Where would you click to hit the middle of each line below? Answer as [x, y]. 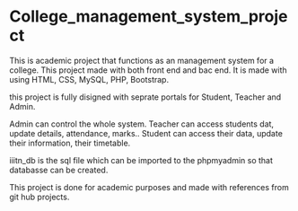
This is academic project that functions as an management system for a [142, 60]
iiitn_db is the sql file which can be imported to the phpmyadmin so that [141, 160]
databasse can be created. [59, 170]
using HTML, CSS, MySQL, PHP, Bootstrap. [89, 79]
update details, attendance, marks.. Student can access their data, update [146, 133]
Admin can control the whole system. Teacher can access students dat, [142, 124]
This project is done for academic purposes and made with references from [149, 187]
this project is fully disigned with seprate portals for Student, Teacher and [145, 97]
